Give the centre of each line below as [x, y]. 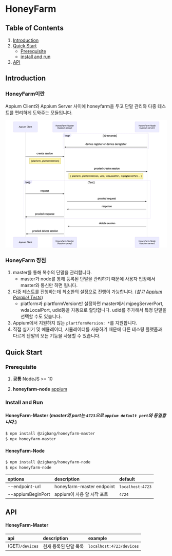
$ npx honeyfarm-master [31, 439]
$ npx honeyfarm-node [28, 468]
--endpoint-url [24, 486]
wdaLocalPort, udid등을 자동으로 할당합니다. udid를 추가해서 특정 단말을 [93, 310]
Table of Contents [35, 28]
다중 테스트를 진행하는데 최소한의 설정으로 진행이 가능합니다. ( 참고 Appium [88, 292]
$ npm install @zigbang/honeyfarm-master [50, 434]
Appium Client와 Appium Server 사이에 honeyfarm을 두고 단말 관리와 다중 [81, 106]
